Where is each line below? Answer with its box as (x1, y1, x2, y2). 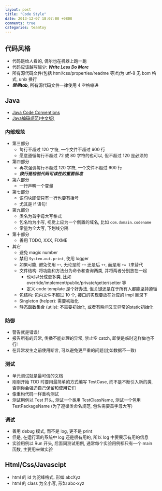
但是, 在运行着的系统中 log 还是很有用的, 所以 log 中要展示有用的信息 (12, 434, 149, 440)
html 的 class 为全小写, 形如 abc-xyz (12, 480, 85, 486)
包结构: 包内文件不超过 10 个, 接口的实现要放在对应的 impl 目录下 (19, 292, 148, 298)
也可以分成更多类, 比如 (26, 274, 72, 280)
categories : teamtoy (5, 25, 47, 30)
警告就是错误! (12, 329, 39, 335)
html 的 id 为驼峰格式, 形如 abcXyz (12, 474, 81, 480)
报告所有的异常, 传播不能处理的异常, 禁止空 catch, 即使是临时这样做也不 (12, 335, 155, 341)
